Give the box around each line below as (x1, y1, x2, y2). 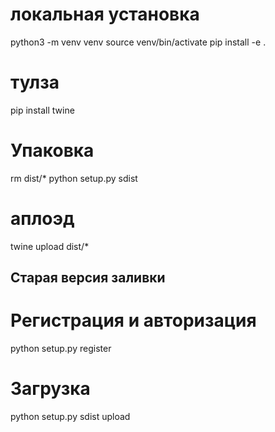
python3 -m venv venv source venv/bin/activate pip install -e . (10, 36, 267, 48)
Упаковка (10, 139, 95, 162)
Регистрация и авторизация (10, 309, 257, 332)
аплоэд (10, 208, 75, 230)
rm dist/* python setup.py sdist (10, 172, 138, 184)
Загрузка (10, 378, 91, 400)
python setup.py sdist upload (10, 411, 131, 423)
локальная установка (10, 3, 200, 26)
